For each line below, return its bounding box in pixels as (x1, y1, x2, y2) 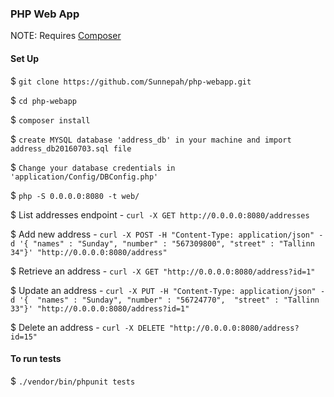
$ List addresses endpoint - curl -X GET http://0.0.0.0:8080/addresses (10, 208, 310, 221)
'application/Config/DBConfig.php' (10, 172, 159, 182)
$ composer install (10, 113, 91, 126)
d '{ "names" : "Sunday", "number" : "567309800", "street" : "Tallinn (10, 238, 315, 249)
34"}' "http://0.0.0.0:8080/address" (10, 247, 168, 257)
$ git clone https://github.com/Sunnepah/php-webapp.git (10, 75, 252, 87)
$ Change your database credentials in (10, 161, 176, 173)
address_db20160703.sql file (10, 143, 132, 154)
